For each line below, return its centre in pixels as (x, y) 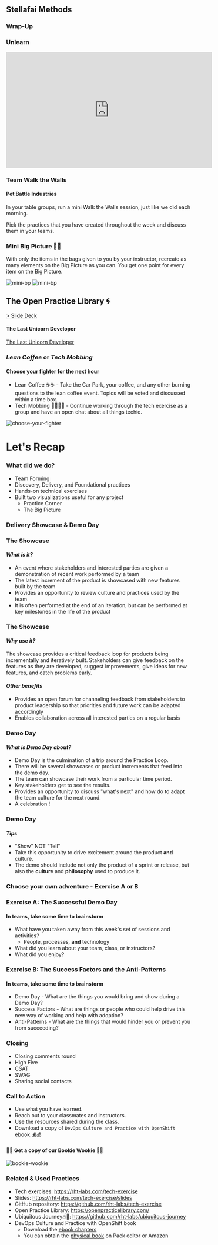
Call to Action (26, 1096)
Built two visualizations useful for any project (69, 497)
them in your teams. (30, 231)
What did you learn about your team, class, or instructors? (85, 948)
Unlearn (18, 42)
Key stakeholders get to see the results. (63, 785)
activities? (27, 936)
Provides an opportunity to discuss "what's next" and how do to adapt (100, 791)
